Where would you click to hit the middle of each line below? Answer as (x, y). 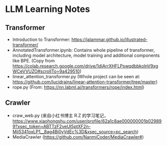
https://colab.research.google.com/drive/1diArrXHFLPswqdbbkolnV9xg (85, 66)
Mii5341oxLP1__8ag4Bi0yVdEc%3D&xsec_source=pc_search (75, 132)
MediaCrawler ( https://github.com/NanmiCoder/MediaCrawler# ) (78, 137)
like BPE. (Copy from (34, 61)
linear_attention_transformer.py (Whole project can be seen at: (76, 76)
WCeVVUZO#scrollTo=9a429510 (46, 71)
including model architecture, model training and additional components (86, 55)
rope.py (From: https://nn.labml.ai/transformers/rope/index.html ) (78, 87)
